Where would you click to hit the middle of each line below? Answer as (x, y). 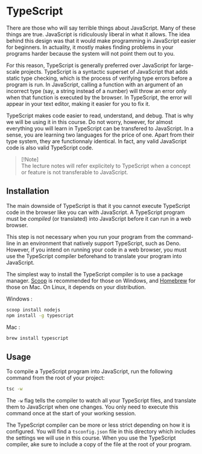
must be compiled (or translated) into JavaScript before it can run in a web (99, 218)
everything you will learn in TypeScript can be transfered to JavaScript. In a (100, 128)
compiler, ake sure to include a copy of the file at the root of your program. (99, 444)
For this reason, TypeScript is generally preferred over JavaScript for (92, 65)
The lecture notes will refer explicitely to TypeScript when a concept (106, 166)
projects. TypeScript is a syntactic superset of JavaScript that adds (104, 71)
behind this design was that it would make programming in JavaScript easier (101, 41)
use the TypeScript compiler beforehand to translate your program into (94, 256)
